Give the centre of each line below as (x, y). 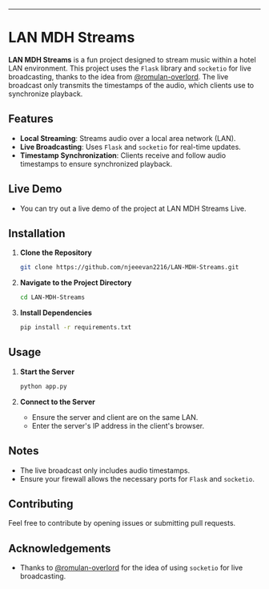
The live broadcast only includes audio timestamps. (105, 470)
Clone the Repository (56, 252)
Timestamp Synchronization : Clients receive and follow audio (123, 155)
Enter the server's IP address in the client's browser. (118, 426)
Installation (37, 233)
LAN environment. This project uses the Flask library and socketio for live (130, 68)
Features (31, 119)
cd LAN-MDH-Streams (52, 297)
